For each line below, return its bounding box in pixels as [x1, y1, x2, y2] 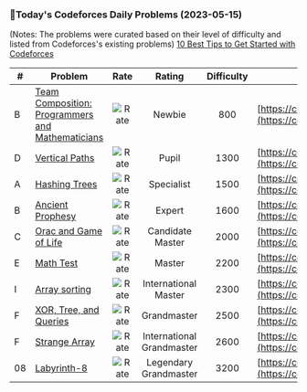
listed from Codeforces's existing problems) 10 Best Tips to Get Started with [9, 38, 296, 49]
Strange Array [35, 335, 96, 348]
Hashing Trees [35, 178, 98, 191]
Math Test [35, 257, 79, 270]
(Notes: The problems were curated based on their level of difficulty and [9, 29, 281, 40]
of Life [35, 237, 63, 249]
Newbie [153, 109, 186, 122]
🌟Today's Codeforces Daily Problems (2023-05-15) [9, 8, 242, 21]
